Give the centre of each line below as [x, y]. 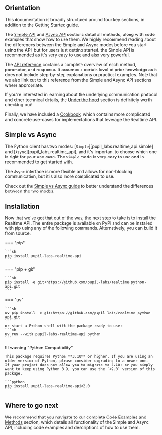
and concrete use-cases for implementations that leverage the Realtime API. [81, 119]
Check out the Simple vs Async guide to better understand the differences [79, 186]
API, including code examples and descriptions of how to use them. [72, 428]
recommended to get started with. [39, 162]
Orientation [23, 8]
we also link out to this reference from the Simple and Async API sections [78, 80]
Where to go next [32, 405]
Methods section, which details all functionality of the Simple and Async [77, 422]
